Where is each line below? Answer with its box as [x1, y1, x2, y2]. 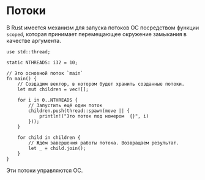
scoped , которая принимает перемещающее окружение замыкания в [6, 30, 187, 37]
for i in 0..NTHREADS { [17, 97, 78, 103]
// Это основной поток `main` [6, 70, 84, 77]
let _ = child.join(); [28, 145, 86, 151]
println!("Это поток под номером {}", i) [39, 113, 149, 119]
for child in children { [17, 134, 81, 141]
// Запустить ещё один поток [28, 102, 103, 108]
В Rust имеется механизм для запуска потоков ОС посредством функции [6, 24, 199, 31]
